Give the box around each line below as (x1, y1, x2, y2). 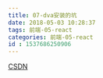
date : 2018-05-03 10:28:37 (8, 19, 96, 27)
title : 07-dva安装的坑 (8, 11, 77, 19)
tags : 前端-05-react (8, 26, 73, 34)
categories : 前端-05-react (8, 33, 94, 41)
